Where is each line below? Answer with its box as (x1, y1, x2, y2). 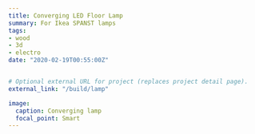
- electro (8, 49, 42, 57)
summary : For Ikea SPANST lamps (8, 19, 116, 27)
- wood (8, 33, 30, 42)
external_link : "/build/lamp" (8, 85, 110, 93)
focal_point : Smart (15, 114, 81, 122)
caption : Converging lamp (15, 107, 102, 115)
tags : (8, 26, 26, 34)
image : (8, 99, 30, 108)
